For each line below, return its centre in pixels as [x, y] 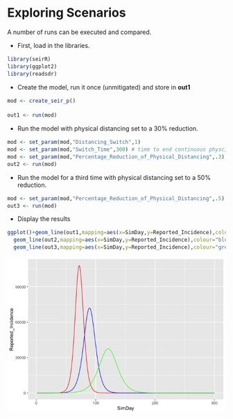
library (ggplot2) [32, 66]
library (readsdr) [32, 74]
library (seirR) [29, 59]
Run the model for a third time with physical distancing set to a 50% [114, 177]
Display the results [44, 219]
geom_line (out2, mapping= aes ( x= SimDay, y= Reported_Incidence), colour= [114, 240]
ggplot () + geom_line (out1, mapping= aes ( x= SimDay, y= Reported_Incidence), [111, 233]
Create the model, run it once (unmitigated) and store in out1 [104, 87]
